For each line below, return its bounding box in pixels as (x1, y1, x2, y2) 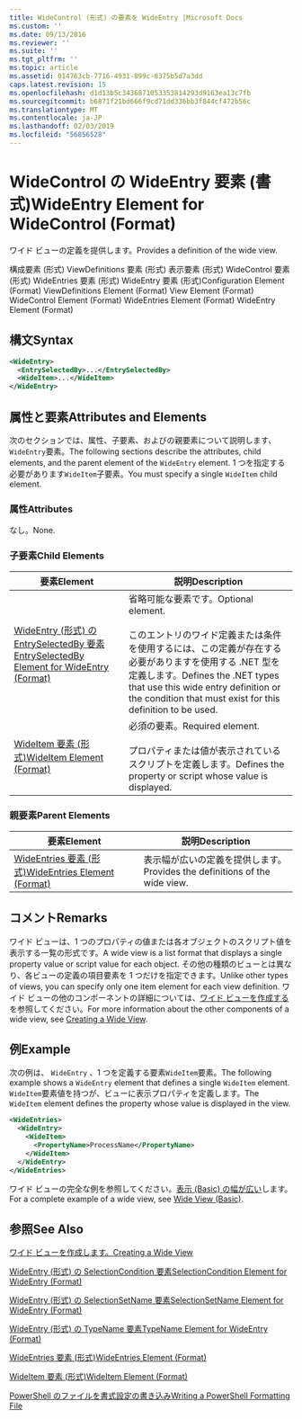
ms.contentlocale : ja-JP (9, 113, 102, 122)
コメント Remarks (9, 910, 108, 926)
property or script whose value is (129, 770, 268, 782)
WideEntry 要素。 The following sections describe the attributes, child (9, 446, 262, 457)
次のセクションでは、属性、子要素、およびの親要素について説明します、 (9, 434, 277, 445)
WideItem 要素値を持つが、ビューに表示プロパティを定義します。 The (9, 1088, 260, 1099)
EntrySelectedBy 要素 (13, 638, 105, 650)
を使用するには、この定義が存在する (129, 642, 282, 655)
